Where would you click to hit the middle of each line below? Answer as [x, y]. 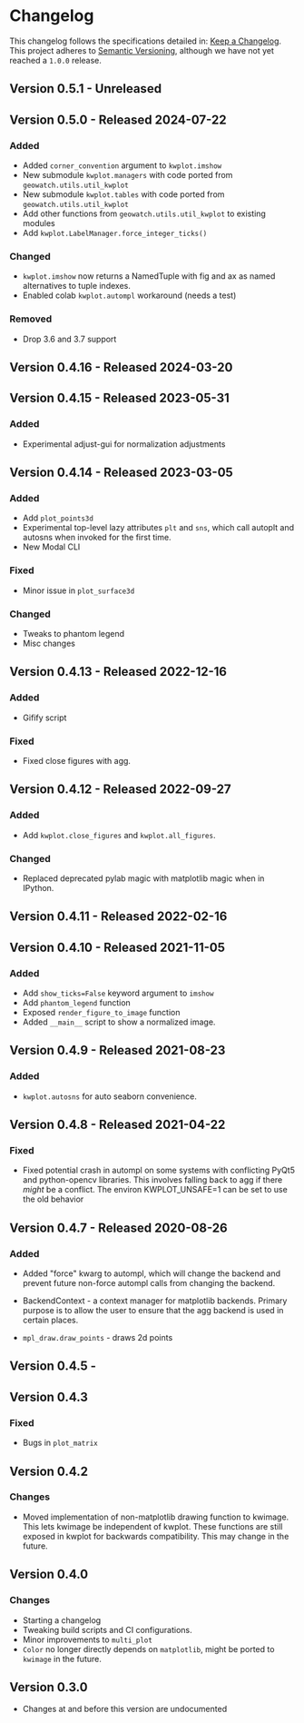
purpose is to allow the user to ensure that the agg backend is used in [153, 1311]
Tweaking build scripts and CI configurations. [107, 1629]
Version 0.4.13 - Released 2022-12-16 [118, 672]
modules [39, 223]
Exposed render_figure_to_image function [101, 1013]
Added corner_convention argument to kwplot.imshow [122, 165]
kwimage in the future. [62, 1659]
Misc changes [49, 643]
